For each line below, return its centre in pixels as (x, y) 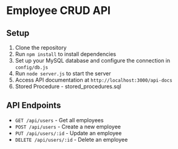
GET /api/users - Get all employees (59, 120)
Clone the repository (41, 47)
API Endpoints (34, 106)
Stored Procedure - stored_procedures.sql (68, 86)
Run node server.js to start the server (63, 73)
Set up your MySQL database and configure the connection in (93, 61)
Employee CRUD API (59, 11)
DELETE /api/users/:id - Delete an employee (71, 139)
